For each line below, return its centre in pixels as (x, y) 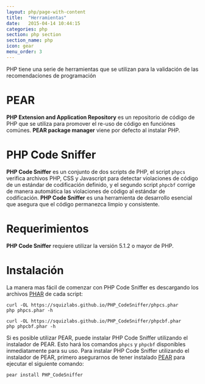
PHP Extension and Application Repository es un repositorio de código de (101, 117)
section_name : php (30, 40)
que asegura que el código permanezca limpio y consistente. (83, 204)
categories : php (27, 29)
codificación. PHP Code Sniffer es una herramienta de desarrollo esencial (99, 197)
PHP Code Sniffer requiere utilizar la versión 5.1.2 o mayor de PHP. (90, 245)
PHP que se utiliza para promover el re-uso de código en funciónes (91, 123)
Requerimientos (48, 229)
